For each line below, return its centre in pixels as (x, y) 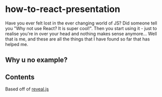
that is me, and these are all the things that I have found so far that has (78, 39)
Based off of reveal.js (27, 89)
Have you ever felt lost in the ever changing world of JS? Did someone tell (81, 23)
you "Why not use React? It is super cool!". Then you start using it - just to (81, 28)
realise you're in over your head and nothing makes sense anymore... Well (81, 33)
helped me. (17, 44)
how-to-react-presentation (63, 9)
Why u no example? (36, 60)
